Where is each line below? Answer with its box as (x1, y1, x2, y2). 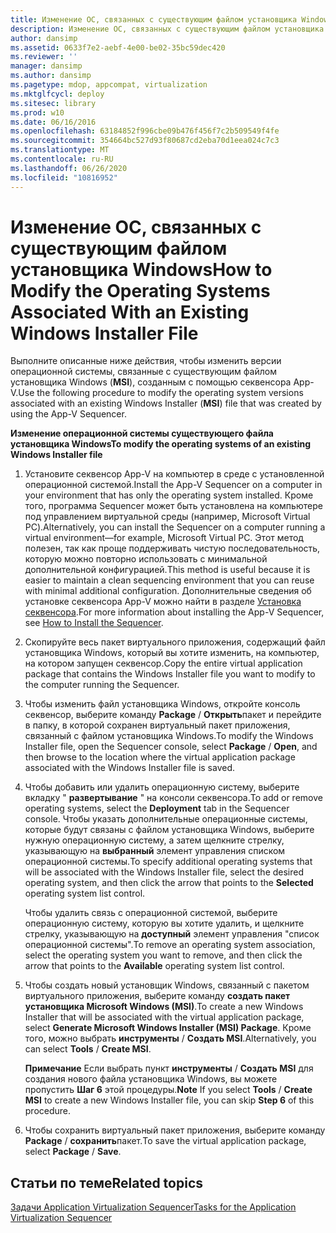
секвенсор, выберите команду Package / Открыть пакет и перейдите (24, 709, 322, 721)
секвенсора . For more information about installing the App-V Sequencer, (24, 606, 325, 618)
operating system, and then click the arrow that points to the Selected (24, 877, 314, 889)
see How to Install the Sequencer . (24, 617, 164, 629)
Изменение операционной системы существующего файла (10, 427, 274, 440)
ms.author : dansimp (10, 71, 92, 81)
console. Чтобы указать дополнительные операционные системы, (24, 813, 308, 825)
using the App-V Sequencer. (10, 408, 127, 420)
